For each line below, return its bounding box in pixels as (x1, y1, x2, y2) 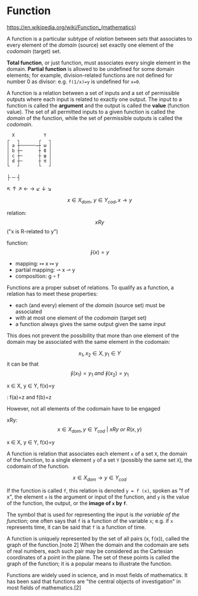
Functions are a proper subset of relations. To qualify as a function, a (6, 284, 174, 291)
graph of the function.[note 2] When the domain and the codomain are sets (6, 541, 189, 548)
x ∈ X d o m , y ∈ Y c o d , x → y (67, 196, 132, 205)
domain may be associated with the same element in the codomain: (6, 338, 170, 345)
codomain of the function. (6, 463, 70, 470)
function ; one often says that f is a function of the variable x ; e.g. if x (6, 517, 173, 524)
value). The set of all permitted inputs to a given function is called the (6, 108, 175, 115)
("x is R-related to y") (6, 227, 58, 235)
